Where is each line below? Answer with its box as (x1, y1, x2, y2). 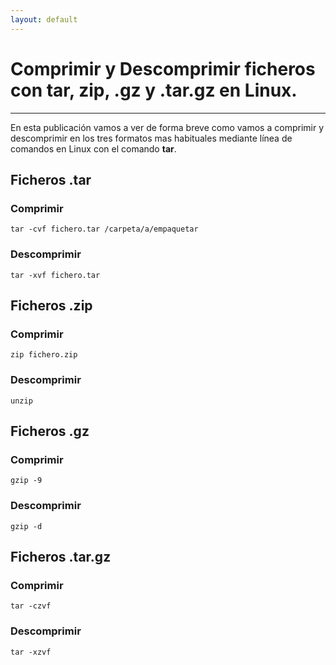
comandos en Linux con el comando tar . (10, 142, 177, 155)
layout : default (10, 14, 78, 25)
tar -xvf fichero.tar (10, 270, 101, 280)
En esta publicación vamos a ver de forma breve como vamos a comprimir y (10, 121, 324, 133)
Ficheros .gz (10, 422, 90, 440)
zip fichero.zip (10, 350, 78, 360)
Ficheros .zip (10, 297, 93, 314)
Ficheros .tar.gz (10, 548, 112, 565)
